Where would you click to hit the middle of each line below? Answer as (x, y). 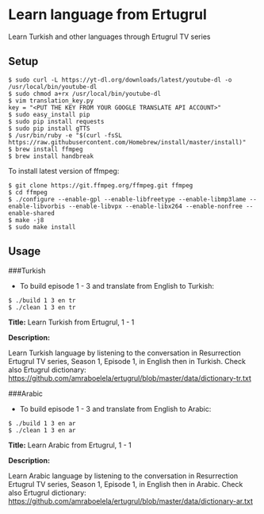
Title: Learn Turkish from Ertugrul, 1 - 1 (71, 322)
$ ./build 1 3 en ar (42, 423)
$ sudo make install (42, 227)
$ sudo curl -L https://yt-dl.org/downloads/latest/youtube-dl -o (120, 80)
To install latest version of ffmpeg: (64, 171)
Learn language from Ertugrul (108, 15)
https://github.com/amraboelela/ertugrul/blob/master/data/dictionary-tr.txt (130, 378)
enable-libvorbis (37, 206)
